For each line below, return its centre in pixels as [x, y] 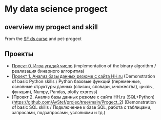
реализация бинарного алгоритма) [48, 71]
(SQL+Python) [140, 97]
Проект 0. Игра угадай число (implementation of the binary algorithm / [84, 66]
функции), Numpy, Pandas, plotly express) [54, 92]
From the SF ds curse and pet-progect [43, 39]
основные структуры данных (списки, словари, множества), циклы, [83, 86]
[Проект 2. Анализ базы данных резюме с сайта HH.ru [68, 97]
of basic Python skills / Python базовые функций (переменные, [76, 81]
